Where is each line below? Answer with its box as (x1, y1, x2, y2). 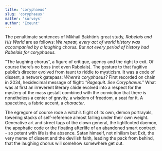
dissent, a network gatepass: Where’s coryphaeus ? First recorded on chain (5, 74, 156, 80)
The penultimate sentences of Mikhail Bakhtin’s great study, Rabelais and (5, 34, 152, 40)
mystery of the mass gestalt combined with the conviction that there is (5, 90, 146, 96)
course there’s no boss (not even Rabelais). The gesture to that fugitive (5, 64, 147, 70)
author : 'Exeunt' (5, 20, 40, 26)
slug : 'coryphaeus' (5, 12, 45, 17)
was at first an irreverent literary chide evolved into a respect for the (5, 84, 142, 90)
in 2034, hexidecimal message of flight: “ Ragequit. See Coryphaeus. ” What (5, 80, 156, 85)
